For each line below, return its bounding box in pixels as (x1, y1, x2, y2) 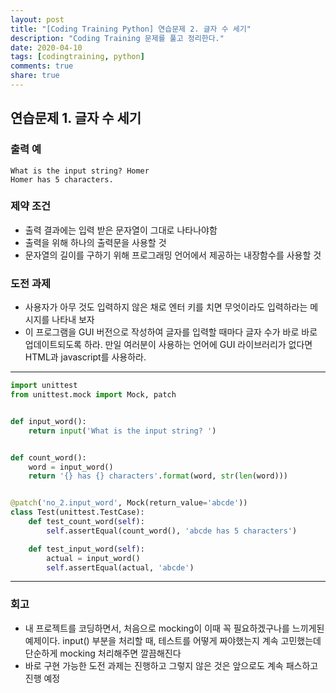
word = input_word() (28, 462, 114, 472)
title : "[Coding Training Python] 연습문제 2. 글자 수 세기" (10, 24, 252, 34)
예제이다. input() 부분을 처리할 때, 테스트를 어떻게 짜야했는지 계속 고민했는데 (24, 634, 322, 646)
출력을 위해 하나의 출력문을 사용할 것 (24, 236, 167, 248)
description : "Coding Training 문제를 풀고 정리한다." (10, 33, 225, 43)
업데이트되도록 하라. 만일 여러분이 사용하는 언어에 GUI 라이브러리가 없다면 (24, 339, 313, 351)
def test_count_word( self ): (28, 517, 145, 527)
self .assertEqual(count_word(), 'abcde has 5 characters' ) (46, 526, 298, 536)
